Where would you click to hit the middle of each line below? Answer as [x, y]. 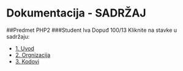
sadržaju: [18, 36]
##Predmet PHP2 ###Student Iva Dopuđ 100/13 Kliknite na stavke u [92, 30]
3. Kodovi [27, 61]
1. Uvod [25, 48]
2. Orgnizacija [33, 54]
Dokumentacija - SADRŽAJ [76, 13]
